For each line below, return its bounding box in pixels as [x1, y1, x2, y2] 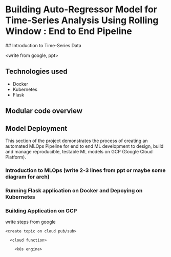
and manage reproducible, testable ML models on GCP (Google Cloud [5, 148, 153, 154]
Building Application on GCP [5, 207, 77, 214]
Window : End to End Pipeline [5, 26, 132, 37]
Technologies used [5, 67, 68, 76]
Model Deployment [5, 124, 68, 133]
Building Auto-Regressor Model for [5, 4, 158, 15]
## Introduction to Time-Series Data [5, 42, 82, 48]
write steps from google [5, 219, 56, 225]
